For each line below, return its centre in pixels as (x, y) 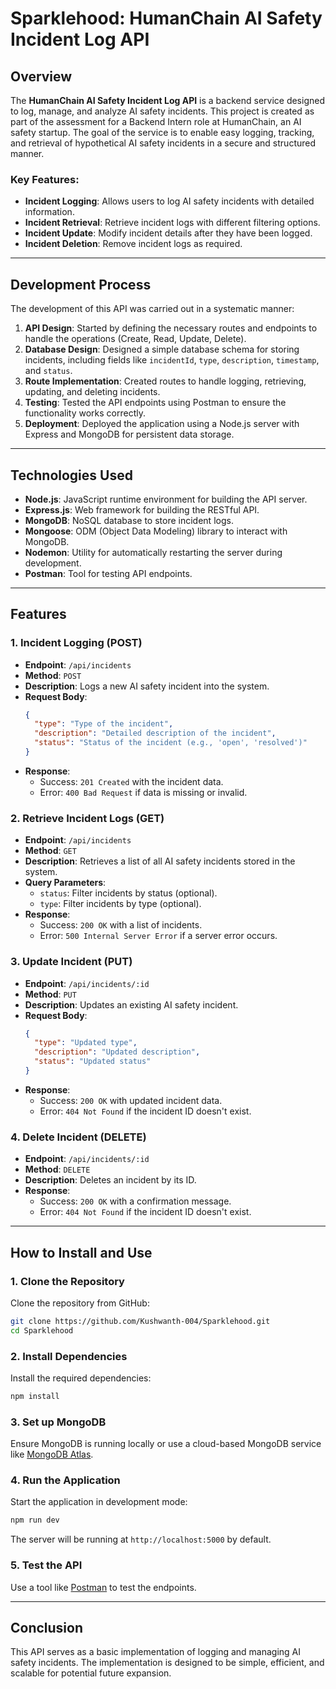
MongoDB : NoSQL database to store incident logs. (129, 520)
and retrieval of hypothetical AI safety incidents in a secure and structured (163, 143)
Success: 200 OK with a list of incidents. (121, 925)
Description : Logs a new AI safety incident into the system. (147, 686)
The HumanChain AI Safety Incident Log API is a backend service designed (167, 100)
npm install (35, 1396)
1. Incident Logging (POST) (76, 643)
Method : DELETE (57, 1169)
